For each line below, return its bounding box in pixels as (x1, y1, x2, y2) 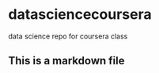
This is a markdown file (8, 54, 125, 68)
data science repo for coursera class (8, 31, 128, 41)
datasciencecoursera (8, 5, 152, 24)
